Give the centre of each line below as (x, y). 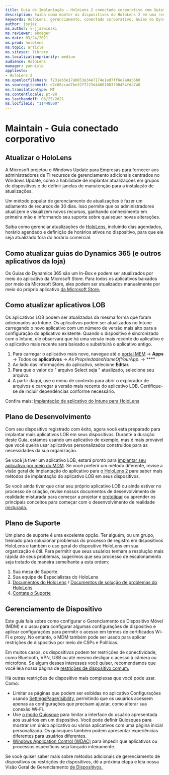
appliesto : (17, 71)
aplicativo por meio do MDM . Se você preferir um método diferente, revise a (84, 465)
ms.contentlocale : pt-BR (31, 94)
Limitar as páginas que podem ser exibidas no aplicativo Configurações (87, 693)
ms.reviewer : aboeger (28, 33)
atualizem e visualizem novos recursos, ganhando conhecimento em (76, 212)
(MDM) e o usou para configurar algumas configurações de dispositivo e (80, 626)
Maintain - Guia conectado (62, 128)
